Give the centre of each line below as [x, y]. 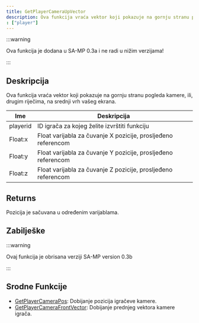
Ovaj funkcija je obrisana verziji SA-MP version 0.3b [69, 256]
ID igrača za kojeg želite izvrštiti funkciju [93, 126]
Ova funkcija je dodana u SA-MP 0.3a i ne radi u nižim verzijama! [85, 51]
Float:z [19, 173]
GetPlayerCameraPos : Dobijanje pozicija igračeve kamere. [86, 301]
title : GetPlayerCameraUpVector [46, 12]
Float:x [19, 140]
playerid [20, 126]
